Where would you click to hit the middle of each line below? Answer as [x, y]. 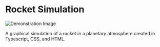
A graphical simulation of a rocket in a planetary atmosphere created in [80, 33]
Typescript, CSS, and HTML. [35, 39]
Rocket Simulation [45, 9]
